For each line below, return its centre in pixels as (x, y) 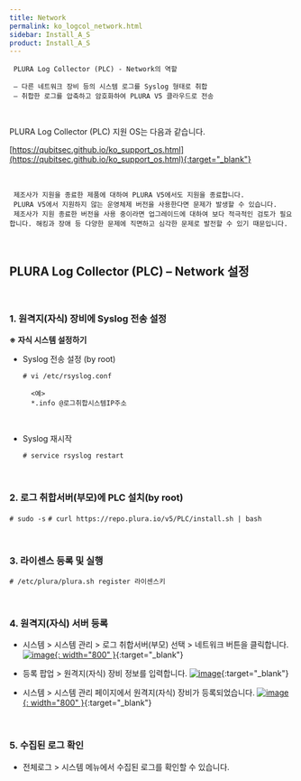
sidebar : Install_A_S (50, 34)
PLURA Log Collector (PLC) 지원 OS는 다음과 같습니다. (107, 132)
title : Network (38, 18)
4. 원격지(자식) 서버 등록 (59, 623)
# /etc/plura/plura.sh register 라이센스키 (87, 581)
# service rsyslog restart (73, 456)
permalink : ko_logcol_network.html (76, 26)
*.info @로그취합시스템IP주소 (79, 404)
